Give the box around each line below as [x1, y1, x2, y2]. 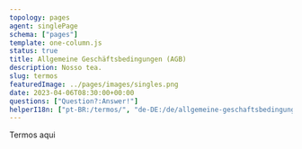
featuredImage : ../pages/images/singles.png [9, 80, 179, 89]
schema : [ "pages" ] [9, 30, 78, 39]
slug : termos [9, 72, 58, 81]
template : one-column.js [9, 38, 102, 48]
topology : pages [9, 13, 70, 22]
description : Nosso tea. [9, 64, 102, 73]
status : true [9, 47, 58, 56]
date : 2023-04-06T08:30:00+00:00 [9, 88, 135, 97]
